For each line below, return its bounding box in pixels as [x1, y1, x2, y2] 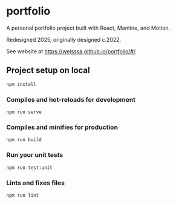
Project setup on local [6, 65, 90, 76]
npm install [6, 81, 36, 87]
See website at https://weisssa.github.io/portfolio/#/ [6, 47, 136, 55]
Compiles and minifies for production [6, 123, 118, 131]
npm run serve [6, 109, 42, 116]
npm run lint [6, 192, 39, 198]
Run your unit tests [6, 151, 64, 159]
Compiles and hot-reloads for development [6, 95, 136, 104]
